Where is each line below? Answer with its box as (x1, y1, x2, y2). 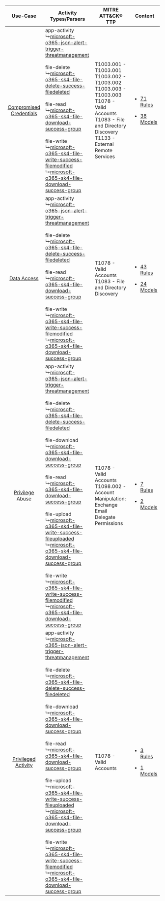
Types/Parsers (50, 16, 85, 22)
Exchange (94, 502, 118, 508)
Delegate (94, 514, 116, 520)
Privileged (12, 756, 36, 762)
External (94, 141, 114, 147)
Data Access (9, 275, 39, 282)
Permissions (94, 520, 123, 526)
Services (94, 153, 115, 160)
